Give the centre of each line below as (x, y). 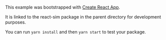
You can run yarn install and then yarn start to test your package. (75, 32)
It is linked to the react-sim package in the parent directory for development (83, 17)
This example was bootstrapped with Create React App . (63, 7)
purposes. (16, 22)
